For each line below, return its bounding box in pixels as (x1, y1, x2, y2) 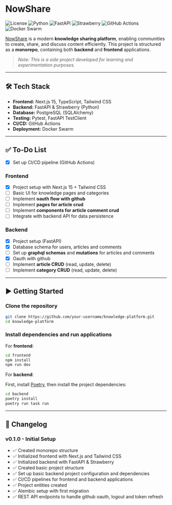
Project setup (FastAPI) (12, 238, 62, 244)
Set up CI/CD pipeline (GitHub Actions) (12, 159, 95, 165)
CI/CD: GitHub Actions (12, 120, 60, 127)
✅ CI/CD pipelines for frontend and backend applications (12, 476, 133, 482)
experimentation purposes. (17, 62, 75, 68)
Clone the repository (5, 302, 58, 310)
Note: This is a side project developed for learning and (17, 56, 133, 62)
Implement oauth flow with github (12, 196, 85, 202)
